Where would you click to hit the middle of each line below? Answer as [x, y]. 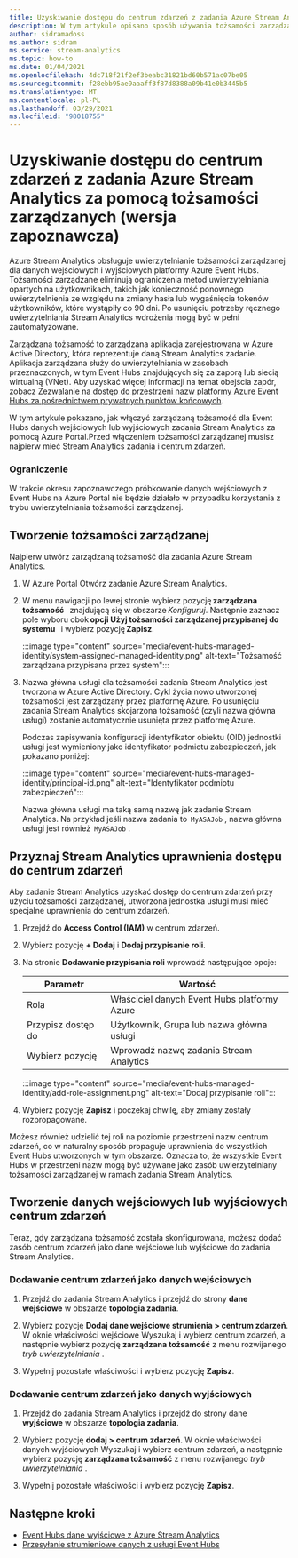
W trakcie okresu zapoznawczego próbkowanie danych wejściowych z [138, 489]
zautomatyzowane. [44, 327]
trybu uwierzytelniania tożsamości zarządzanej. [96, 507]
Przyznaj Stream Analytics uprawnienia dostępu [145, 856]
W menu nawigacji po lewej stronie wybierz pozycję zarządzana [140, 601]
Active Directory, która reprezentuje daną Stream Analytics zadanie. [133, 354]
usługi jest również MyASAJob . [76, 828]
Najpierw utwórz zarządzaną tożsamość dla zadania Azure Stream [131, 557]
